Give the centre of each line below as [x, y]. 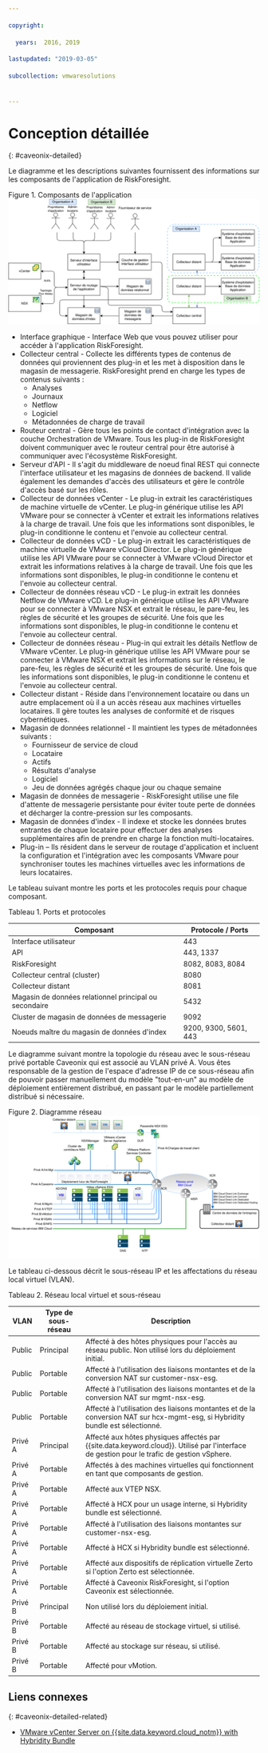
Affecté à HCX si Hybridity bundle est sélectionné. [167, 1547]
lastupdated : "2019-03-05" [53, 59]
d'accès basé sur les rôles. [64, 490]
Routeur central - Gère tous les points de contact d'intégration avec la [134, 430]
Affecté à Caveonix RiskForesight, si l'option [157, 1583]
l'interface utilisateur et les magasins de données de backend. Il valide [135, 473]
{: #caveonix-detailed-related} [58, 1716]
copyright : [26, 25]
